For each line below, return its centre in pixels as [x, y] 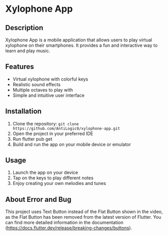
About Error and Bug [38, 199]
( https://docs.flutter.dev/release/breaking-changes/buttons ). [69, 228]
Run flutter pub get [32, 139]
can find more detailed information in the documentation [64, 223]
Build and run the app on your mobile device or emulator [72, 144]
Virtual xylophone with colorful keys [50, 79]
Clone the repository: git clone [46, 123]
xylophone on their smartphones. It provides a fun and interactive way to [81, 45]
